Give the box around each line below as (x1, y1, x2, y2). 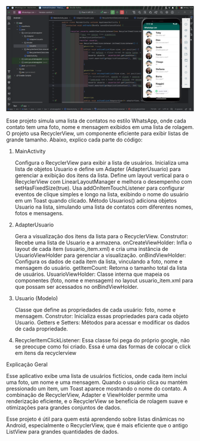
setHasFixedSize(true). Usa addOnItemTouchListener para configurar (14, 184, 185, 191)
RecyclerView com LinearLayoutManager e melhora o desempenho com (14, 178, 192, 185)
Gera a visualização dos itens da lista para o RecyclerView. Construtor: (14, 233, 189, 240)
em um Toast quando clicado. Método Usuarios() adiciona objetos (14, 197, 177, 204)
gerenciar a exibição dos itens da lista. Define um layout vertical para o (14, 172, 189, 179)
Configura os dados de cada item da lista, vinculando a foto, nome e (14, 258, 183, 265)
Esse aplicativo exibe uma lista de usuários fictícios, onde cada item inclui (6, 373, 187, 379)
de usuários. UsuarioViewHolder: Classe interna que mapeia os (14, 270, 170, 278)
